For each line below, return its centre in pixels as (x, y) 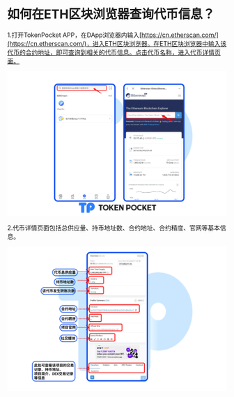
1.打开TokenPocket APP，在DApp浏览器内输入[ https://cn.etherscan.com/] (113, 35)
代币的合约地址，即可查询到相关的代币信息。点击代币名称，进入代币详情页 (114, 52)
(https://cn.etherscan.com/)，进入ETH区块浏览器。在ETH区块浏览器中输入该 (117, 43)
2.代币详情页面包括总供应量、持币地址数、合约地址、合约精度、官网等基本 (114, 228)
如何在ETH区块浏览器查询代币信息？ (111, 14)
